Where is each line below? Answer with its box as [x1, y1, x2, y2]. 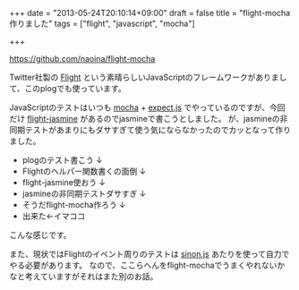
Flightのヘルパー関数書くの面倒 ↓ [21, 166, 146, 176]
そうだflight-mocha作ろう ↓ [21, 200, 126, 209]
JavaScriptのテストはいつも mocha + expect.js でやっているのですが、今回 [9, 102, 286, 113]
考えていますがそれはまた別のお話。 [24, 271, 158, 281]
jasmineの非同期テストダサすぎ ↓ [21, 188, 147, 199]
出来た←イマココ [21, 210, 86, 221]
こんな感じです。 [9, 230, 72, 240]
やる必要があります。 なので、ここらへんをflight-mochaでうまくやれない [9, 260, 278, 270]
